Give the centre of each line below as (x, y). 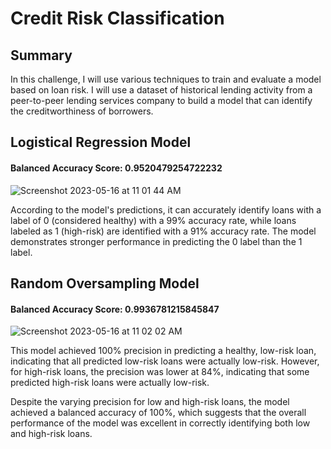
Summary (41, 55)
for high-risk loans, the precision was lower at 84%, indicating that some (160, 372)
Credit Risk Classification (117, 18)
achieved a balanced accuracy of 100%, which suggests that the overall (158, 413)
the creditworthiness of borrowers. (82, 111)
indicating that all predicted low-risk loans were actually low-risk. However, (165, 361)
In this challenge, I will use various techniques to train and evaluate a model (166, 79)
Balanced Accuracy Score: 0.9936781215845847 (115, 309)
